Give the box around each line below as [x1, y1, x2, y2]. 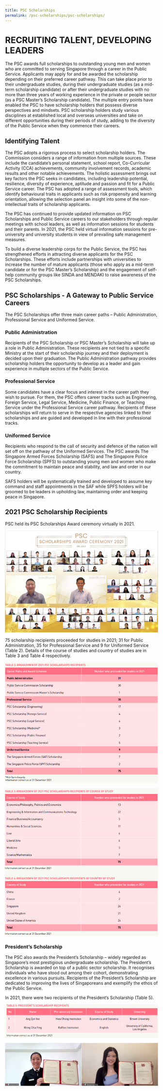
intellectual [5, 202, 27, 208]
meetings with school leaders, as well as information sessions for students [5, 221, 154, 227]
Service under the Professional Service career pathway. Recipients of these [5, 404, 156, 410]
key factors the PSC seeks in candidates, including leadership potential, [5, 175, 148, 182]
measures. [5, 237, 26, 242]
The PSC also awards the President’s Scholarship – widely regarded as [5, 954, 147, 960]
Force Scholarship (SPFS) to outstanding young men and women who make [5, 458, 156, 464]
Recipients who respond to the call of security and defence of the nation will [5, 443, 158, 449]
